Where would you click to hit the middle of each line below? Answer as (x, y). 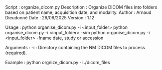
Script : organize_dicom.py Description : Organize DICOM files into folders (81, 7)
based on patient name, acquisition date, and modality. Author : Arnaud (78, 12)
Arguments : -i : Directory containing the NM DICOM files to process (75, 47)
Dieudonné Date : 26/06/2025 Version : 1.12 (50, 18)
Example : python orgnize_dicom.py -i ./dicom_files (58, 62)
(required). (16, 53)
